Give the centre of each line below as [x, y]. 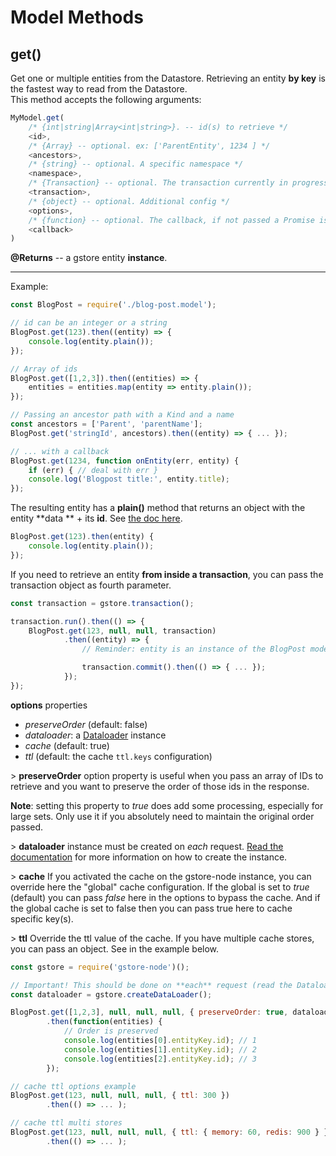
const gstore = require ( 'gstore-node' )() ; [100, 967]
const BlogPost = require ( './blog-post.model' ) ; [113, 305]
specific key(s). [42, 918]
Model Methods [77, 17]
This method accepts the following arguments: [106, 99]
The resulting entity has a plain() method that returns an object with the [158, 508]
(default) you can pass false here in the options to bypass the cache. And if [165, 897]
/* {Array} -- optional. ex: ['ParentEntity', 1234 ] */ [149, 146]
